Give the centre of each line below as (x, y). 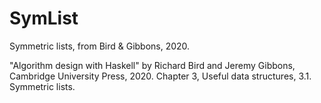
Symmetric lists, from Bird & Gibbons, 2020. (100, 46)
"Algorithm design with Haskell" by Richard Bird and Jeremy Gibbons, (152, 65)
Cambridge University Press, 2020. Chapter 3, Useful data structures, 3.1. (160, 76)
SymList (44, 18)
